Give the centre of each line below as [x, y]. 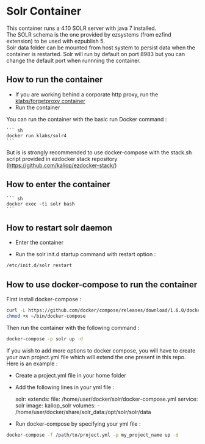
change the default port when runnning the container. [74, 60]
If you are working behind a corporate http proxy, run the [87, 94]
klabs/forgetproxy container [50, 101]
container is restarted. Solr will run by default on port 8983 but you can [96, 54]
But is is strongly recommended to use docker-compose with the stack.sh [99, 152]
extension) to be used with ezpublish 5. [56, 41]
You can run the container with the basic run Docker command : [87, 119]
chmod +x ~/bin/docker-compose [46, 316]
